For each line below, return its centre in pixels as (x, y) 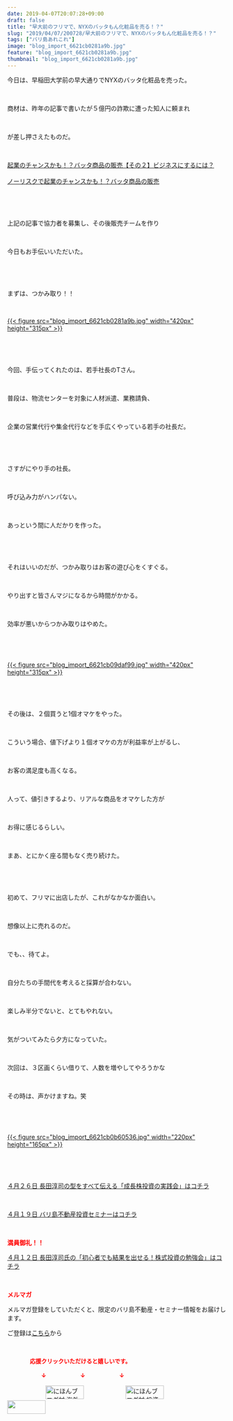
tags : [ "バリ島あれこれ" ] (41, 40)
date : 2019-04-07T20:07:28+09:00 (56, 14)
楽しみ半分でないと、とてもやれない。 (62, 1010)
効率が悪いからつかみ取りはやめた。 (59, 624)
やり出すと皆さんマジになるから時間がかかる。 (74, 595)
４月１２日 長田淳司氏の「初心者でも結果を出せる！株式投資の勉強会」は (112, 1257)
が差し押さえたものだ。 (41, 136)
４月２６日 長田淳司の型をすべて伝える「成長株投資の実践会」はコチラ (108, 1186)
